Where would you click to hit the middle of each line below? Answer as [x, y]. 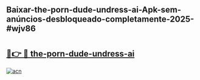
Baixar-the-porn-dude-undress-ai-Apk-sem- [94, 10]
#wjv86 [21, 29]
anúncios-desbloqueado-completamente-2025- [100, 20]
